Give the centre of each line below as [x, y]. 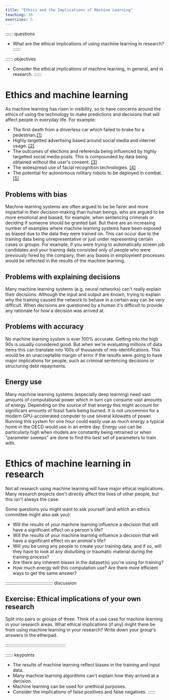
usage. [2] [23, 146]
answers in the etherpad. [31, 635]
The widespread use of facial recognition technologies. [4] [74, 167]
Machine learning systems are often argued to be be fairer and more [77, 207]
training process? [31, 557]
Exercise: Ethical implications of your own [73, 599]
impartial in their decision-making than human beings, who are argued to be [85, 212]
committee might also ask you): [38, 514]
